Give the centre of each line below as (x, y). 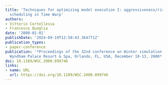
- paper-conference (25, 47)
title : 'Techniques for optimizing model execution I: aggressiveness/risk (86, 10)
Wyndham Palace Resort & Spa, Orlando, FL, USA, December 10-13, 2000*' (87, 56)
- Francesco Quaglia (27, 28)
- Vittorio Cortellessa (30, 24)
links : (12, 65)
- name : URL (17, 70)
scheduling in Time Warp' (37, 14)
